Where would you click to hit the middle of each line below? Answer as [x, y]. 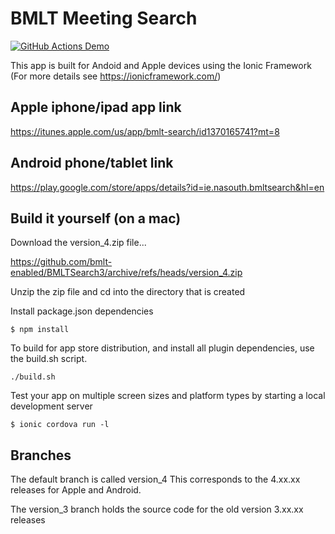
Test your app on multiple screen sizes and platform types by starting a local [168, 396]
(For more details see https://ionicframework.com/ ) [116, 76]
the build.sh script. [49, 359]
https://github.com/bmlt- [61, 262]
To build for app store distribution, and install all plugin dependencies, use [162, 348]
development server [51, 406]
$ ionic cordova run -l [60, 425]
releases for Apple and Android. [76, 490]
